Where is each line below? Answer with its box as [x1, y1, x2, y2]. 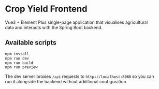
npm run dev [5, 56, 29, 61]
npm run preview [5, 65, 38, 70]
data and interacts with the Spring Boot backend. [5, 24, 102, 30]
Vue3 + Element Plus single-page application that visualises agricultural [5, 19, 148, 25]
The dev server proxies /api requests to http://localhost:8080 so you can [5, 74, 155, 79]
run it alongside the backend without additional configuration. [5, 79, 128, 85]
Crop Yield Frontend [5, 3, 87, 15]
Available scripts [5, 39, 57, 47]
